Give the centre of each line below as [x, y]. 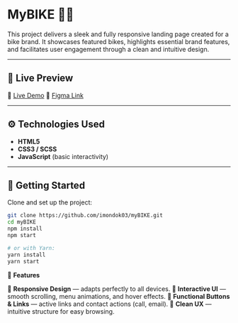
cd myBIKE [22, 222]
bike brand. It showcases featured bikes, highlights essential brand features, [119, 41]
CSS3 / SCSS [37, 149]
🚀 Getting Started [46, 185]
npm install [25, 229]
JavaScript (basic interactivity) [63, 156]
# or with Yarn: [31, 248]
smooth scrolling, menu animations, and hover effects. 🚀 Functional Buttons [119, 296]
